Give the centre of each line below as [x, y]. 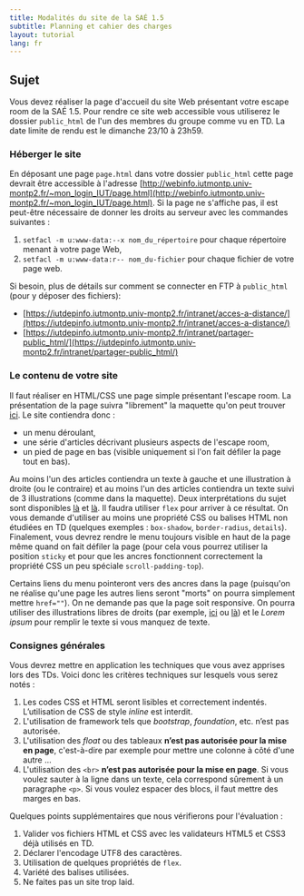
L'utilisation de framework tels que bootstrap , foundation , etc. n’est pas [156, 721]
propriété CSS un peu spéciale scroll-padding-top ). [107, 566]
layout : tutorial [42, 34]
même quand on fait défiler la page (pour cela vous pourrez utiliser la [139, 546]
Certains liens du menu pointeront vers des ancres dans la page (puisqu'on [150, 583]
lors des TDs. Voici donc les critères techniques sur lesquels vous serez [144, 674]
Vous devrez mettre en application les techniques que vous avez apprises [147, 665]
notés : [22, 684]
